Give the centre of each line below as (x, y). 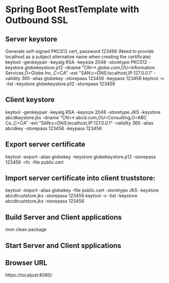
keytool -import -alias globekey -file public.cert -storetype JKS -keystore (82, 190)
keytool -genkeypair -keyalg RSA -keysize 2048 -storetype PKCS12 (76, 62)
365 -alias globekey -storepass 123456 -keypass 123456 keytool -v (93, 78)
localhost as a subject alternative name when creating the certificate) (78, 57)
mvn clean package (26, 229)
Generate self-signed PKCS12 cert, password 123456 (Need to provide (80, 51)
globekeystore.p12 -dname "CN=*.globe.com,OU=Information (90, 68)
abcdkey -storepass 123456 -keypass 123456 (54, 128)
